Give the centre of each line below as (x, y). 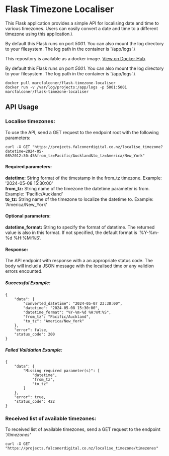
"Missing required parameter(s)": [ (62, 371)
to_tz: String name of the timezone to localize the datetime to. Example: (79, 199)
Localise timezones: (30, 122)
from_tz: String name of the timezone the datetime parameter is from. (77, 188)
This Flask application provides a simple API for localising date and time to (82, 23)
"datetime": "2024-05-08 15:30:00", (62, 308)
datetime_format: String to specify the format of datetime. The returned (80, 227)
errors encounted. (24, 271)
